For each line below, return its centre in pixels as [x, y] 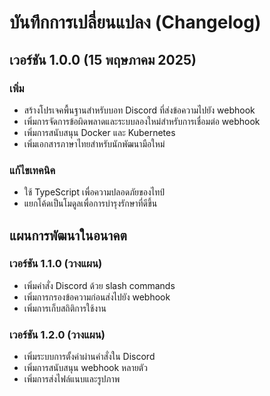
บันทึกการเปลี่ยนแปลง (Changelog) [135, 22]
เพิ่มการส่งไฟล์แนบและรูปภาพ [72, 379]
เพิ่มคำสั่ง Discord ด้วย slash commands [99, 285]
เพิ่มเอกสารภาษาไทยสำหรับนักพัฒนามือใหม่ [94, 143]
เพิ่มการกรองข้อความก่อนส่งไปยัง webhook [97, 297]
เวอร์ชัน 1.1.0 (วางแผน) [56, 264]
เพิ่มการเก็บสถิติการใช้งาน [65, 308]
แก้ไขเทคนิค [32, 170]
